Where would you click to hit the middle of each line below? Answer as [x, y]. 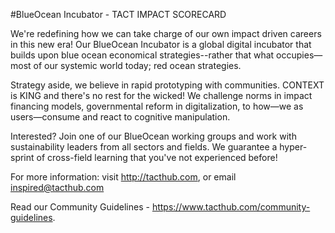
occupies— [299, 55]
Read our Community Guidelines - [80, 207]
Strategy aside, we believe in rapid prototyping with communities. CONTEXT [167, 85]
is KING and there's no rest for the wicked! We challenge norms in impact [161, 95]
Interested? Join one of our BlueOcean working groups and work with [153, 136]
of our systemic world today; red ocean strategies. [137, 65]
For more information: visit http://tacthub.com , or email [123, 177]
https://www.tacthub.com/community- [231, 207]
